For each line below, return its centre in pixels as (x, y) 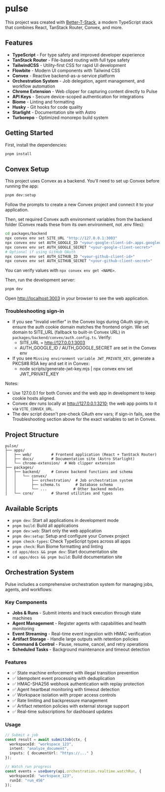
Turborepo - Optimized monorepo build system (60, 117)
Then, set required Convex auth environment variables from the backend (79, 219)
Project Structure (32, 435)
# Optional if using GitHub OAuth (41, 252)
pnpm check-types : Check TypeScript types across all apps (71, 541)
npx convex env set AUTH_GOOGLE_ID (41, 243)
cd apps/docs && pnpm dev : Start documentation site (65, 552)
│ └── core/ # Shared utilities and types (59, 493)
